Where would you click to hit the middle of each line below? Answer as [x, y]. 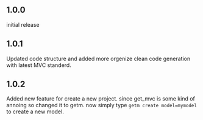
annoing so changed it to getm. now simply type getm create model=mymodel [101, 105]
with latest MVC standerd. [39, 65]
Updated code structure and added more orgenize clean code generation [98, 58]
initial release [23, 24]
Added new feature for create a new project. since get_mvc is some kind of [101, 99]
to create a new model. [35, 111]
